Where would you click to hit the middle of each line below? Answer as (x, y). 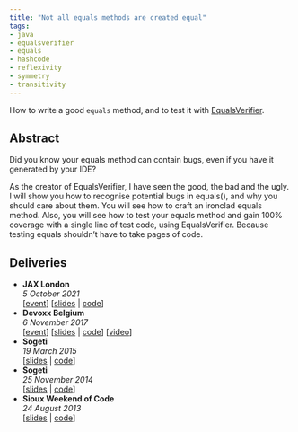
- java (22, 34)
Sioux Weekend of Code (68, 399)
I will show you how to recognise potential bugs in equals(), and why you (144, 196)
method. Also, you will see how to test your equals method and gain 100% (146, 216)
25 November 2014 (58, 380)
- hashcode (30, 59)
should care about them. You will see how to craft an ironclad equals (136, 206)
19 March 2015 (49, 351)
